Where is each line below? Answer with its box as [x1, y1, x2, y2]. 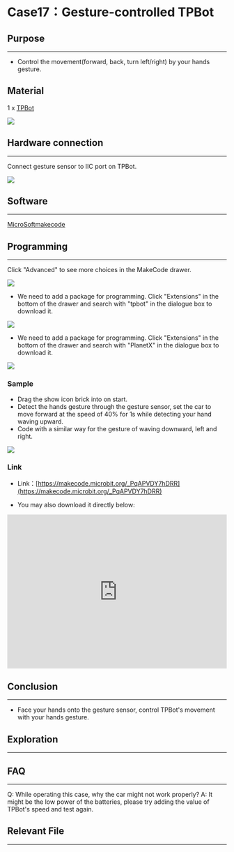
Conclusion [7, 681, 58, 693]
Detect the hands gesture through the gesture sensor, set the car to [17, 402, 212, 410]
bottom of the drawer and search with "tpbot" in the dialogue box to [17, 299, 212, 308]
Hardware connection [7, 137, 104, 149]
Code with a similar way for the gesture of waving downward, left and [17, 424, 217, 433]
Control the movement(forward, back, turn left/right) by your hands [17, 58, 210, 66]
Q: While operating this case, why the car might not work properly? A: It [7, 791, 213, 799]
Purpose [7, 32, 45, 44]
